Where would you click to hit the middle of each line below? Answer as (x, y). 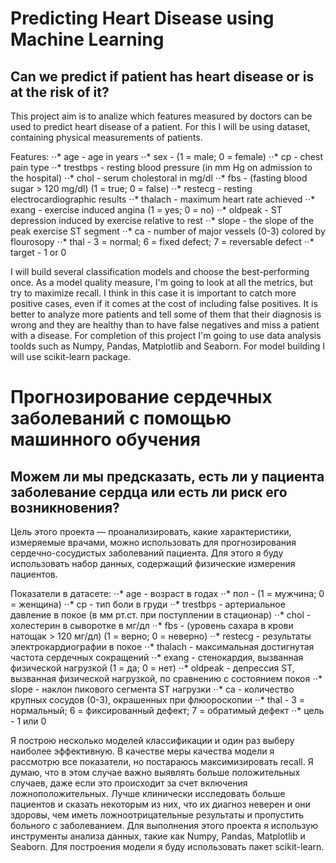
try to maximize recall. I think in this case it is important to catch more (153, 293)
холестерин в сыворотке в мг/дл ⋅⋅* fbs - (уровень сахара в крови (152, 625)
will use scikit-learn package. (71, 356)
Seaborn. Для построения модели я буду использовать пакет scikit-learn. (167, 846)
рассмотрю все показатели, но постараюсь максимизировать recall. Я (162, 761)
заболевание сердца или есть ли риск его (149, 492)
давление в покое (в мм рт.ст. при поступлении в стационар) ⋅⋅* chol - (161, 615)
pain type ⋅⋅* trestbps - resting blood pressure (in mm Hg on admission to (161, 167)
